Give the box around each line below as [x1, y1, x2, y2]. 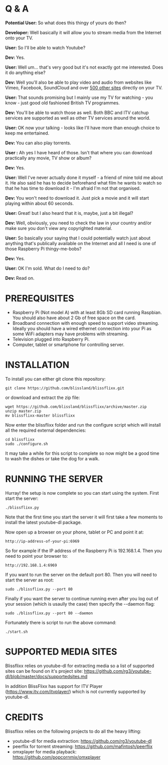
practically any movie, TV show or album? [5, 155, 92, 161]
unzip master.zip [5, 408, 42, 414]
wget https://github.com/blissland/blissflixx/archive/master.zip [5, 404, 147, 409]
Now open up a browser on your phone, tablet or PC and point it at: [5, 529, 144, 535]
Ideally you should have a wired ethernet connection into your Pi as [12, 325, 152, 331]
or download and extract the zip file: [5, 394, 80, 400]
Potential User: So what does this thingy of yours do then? [5, 20, 126, 26]
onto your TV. [5, 35, 34, 41]
